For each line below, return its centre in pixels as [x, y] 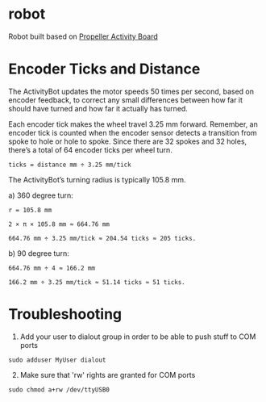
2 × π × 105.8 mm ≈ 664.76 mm [59, 224]
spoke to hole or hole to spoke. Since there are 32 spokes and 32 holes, [128, 141]
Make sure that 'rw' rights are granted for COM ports [108, 375]
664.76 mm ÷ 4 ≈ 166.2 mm [52, 268]
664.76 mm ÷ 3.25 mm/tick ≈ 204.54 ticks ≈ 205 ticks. [102, 238]
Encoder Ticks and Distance [104, 69]
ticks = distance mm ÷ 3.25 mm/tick [70, 165]
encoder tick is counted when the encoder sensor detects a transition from [133, 132]
